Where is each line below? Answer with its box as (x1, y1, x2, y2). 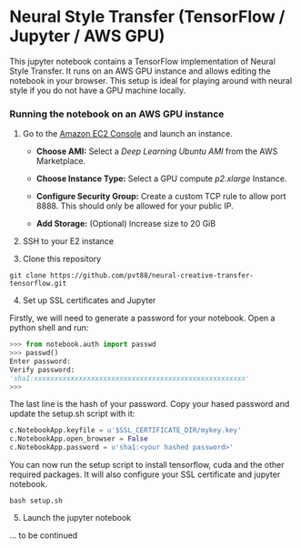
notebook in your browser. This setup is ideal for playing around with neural (9, 75, 293, 86)
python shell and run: (9, 322, 89, 333)
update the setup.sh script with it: (9, 408, 135, 420)
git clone (9, 271, 47, 280)
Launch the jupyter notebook (22, 512, 132, 523)
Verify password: (9, 365, 75, 374)
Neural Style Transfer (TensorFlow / (9, 6, 286, 27)
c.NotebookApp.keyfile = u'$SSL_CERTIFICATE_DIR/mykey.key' (9, 426, 243, 435)
